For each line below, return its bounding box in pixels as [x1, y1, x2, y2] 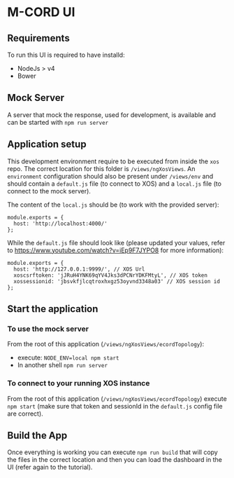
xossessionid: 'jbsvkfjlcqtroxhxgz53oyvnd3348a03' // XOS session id [13, 278, 220, 285]
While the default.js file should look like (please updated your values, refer [7, 238, 226, 247]
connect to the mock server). [7, 186, 91, 195]
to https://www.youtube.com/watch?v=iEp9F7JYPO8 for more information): [7, 246, 224, 254]
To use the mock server [7, 324, 89, 334]
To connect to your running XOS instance [7, 378, 150, 388]
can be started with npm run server [7, 118, 109, 126]
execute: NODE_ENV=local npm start [17, 353, 119, 362]
